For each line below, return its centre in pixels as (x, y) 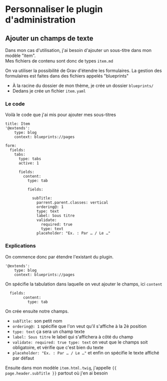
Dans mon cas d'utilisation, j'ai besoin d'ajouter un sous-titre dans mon (78, 50)
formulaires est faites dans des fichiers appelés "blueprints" (67, 76)
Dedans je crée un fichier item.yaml (49, 91)
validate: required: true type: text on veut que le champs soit (80, 342)
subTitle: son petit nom (37, 320)
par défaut (23, 358)
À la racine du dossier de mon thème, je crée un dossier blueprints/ (83, 85)
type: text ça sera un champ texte (48, 331)
